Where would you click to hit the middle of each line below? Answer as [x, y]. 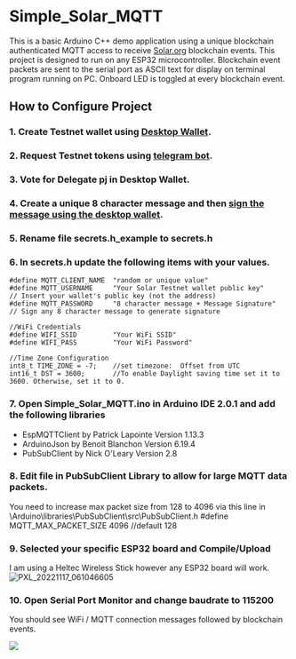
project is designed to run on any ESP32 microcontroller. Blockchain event [145, 60]
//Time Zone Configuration [59, 358]
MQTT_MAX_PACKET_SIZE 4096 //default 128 [93, 525]
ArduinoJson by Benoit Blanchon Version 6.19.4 [108, 444]
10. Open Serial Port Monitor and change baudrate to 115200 [141, 600]
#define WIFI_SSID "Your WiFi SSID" [93, 335]
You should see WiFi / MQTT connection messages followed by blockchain [146, 620]
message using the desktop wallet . [86, 215]
